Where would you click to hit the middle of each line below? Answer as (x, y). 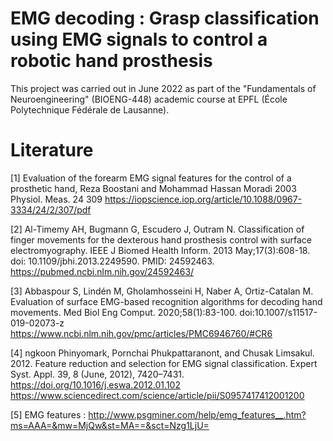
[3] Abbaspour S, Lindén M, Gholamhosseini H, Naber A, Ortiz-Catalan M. (162, 291)
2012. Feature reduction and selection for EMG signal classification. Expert (164, 363)
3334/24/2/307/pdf (51, 209)
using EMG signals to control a (139, 39)
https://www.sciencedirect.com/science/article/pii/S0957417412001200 (157, 395)
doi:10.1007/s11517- (278, 312)
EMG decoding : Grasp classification (165, 18)
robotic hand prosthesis (111, 61)
